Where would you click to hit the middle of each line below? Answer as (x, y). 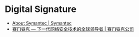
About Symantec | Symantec (42, 23)
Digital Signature (41, 9)
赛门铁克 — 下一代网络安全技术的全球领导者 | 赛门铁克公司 (73, 29)
